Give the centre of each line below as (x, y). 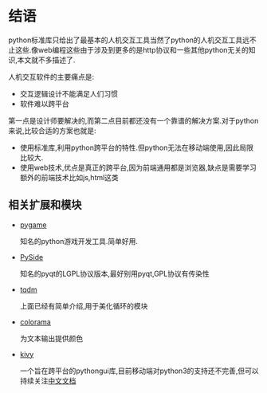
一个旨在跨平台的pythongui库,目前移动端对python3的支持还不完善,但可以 (139, 371)
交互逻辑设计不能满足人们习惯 (69, 93)
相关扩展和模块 (45, 205)
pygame (33, 225)
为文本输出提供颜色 (51, 338)
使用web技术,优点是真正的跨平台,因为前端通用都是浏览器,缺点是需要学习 (138, 167)
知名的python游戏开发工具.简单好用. (79, 241)
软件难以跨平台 (44, 104)
